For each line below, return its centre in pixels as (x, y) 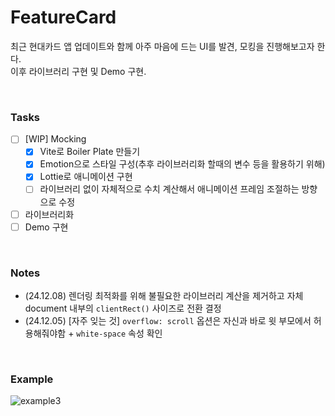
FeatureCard (63, 17)
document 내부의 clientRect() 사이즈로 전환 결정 (123, 308)
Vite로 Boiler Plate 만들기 (90, 152)
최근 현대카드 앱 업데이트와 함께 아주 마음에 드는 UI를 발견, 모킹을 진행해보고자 (162, 46)
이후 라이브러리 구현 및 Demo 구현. (78, 71)
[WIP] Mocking (55, 139)
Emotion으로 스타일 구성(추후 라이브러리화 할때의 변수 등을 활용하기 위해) (182, 164)
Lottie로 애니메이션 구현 (86, 177)
